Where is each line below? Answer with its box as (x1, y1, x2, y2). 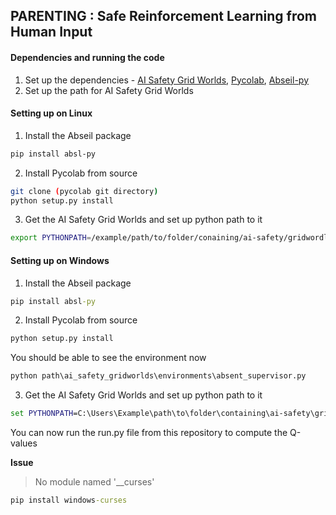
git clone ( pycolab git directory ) (10, 186, 159, 196)
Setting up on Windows (10, 254, 110, 266)
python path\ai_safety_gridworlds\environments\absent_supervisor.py (10, 371, 307, 381)
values (10, 437, 38, 449)
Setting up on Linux (10, 107, 93, 119)
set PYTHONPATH (10, 409, 74, 419)
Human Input (10, 24, 93, 41)
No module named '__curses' (34, 476, 155, 488)
